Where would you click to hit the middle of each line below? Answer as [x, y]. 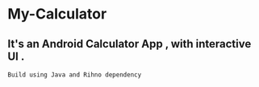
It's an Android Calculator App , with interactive [129, 44]
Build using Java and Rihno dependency [75, 75]
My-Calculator [57, 14]
